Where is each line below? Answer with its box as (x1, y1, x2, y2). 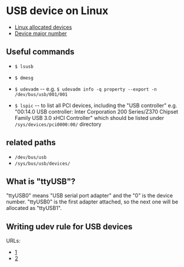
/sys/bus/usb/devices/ (14, 161, 71, 166)
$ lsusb (14, 64, 34, 69)
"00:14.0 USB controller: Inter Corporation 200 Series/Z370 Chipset (14, 108, 178, 115)
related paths (6, 138, 56, 148)
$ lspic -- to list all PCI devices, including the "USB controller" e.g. (14, 102, 178, 109)
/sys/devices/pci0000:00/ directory (14, 121, 102, 128)
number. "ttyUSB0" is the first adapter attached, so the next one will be (6, 198, 178, 205)
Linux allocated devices (14, 24, 72, 31)
